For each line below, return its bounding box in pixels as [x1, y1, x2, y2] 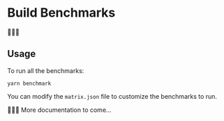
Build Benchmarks [7, 5, 116, 21]
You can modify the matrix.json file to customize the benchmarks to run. [7, 92, 218, 100]
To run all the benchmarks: [7, 66, 84, 74]
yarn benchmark [7, 80, 52, 87]
